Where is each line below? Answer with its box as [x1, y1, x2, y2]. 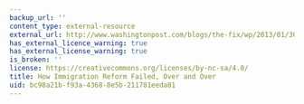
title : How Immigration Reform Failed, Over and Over [9, 72, 217, 81]
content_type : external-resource [9, 22, 136, 31]
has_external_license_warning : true [9, 47, 147, 56]
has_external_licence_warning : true [9, 38, 147, 48]
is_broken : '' [9, 55, 63, 64]
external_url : [9, 30, 63, 39]
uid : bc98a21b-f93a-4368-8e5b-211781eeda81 [9, 80, 176, 90]
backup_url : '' [9, 13, 67, 23]
